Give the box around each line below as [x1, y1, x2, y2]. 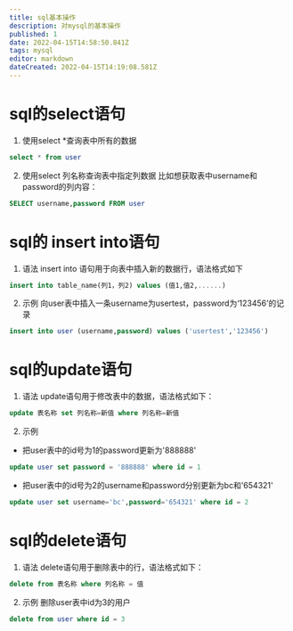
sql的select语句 [9, 104, 126, 125]
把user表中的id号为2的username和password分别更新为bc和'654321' [21, 479, 273, 490]
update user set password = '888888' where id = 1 [9, 463, 201, 472]
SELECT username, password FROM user [9, 199, 145, 208]
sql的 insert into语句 [9, 232, 160, 252]
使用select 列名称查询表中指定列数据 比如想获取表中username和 [21, 170, 258, 181]
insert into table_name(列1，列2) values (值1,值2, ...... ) [9, 281, 226, 290]
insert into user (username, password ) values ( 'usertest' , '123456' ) [9, 327, 269, 336]
